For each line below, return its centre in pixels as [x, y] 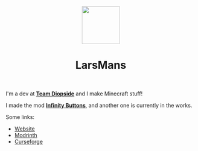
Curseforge [29, 141]
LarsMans [101, 65]
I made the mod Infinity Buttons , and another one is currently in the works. [99, 105]
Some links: [20, 117]
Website [25, 129]
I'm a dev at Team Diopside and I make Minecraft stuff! [74, 94]
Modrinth [26, 135]
